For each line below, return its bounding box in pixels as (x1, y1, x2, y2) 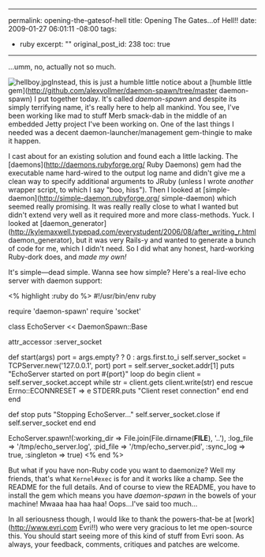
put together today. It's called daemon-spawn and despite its (38, 94, 237, 103)
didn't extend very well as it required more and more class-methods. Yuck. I (8, 210, 255, 220)
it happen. (8, 136, 41, 145)
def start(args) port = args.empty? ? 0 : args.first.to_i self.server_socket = (8, 352, 247, 362)
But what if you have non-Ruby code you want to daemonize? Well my (8, 465, 236, 475)
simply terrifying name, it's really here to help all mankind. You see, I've (8, 103, 240, 111)
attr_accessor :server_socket (8, 337, 103, 346)
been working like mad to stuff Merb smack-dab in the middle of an (8, 111, 227, 120)
